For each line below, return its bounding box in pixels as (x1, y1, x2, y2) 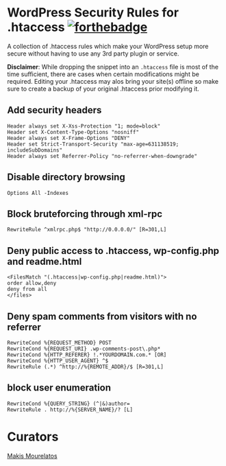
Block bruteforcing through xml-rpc (7, 208, 163, 220)
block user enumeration (7, 382, 112, 394)
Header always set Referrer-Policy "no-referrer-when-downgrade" (7, 152, 197, 159)
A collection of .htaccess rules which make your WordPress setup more (7, 42, 209, 50)
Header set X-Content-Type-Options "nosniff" (7, 128, 139, 135)
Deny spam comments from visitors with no (7, 310, 197, 322)
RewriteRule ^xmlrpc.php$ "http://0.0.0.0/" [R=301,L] (7, 226, 167, 233)
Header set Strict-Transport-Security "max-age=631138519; (7, 141, 179, 148)
